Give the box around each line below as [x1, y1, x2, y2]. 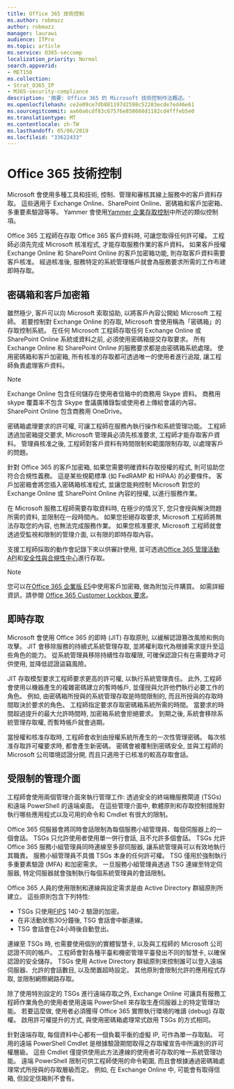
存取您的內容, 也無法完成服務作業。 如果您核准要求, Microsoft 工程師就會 [13, 521, 222, 530]
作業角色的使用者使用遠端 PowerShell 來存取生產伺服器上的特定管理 [19, 997, 214, 1007]
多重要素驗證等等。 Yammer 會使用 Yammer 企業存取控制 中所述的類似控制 [7, 208, 219, 217]
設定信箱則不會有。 [22, 1074, 78, 1082]
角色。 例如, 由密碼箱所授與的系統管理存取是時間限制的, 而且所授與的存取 [7, 691, 217, 700]
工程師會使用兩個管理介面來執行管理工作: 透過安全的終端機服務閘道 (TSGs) [7, 793, 221, 801]
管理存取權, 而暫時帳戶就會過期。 [13, 718, 109, 726]
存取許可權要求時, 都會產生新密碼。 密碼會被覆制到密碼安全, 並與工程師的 [13, 742, 224, 750]
